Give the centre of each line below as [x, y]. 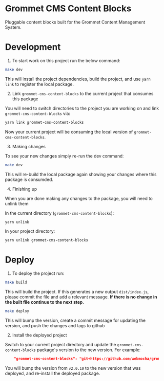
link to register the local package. [40, 84]
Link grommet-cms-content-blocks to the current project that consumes [83, 93]
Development [33, 47]
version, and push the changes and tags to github [55, 325]
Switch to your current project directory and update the [61, 344]
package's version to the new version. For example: [89, 350]
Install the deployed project [40, 335]
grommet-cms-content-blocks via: [38, 113]
